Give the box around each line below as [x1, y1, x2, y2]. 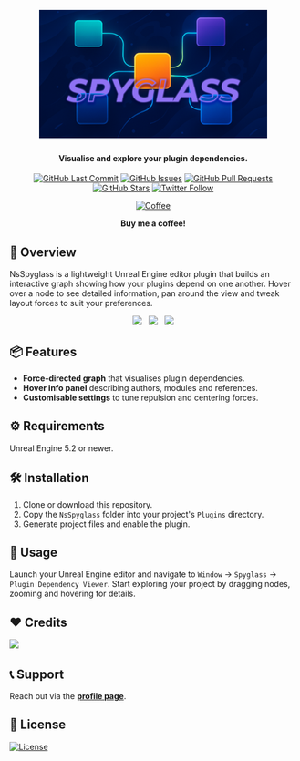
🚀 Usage [9, 545, 57, 560]
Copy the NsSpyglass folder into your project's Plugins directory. [22, 509, 264, 519]
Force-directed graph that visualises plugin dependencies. [22, 373, 245, 384]
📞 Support [9, 666, 65, 682]
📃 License [9, 717, 67, 733]
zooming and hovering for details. [9, 588, 136, 600]
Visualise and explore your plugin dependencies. [58, 152, 248, 163]
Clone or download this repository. [22, 499, 153, 509]
